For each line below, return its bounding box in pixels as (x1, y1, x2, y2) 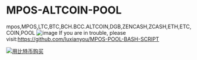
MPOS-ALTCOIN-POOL (6, 4, 122, 17)
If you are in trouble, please (58, 29, 126, 36)
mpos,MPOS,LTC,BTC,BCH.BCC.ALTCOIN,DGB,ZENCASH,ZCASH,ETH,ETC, (6, 23, 192, 30)
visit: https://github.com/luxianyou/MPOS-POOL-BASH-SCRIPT (6, 35, 160, 42)
